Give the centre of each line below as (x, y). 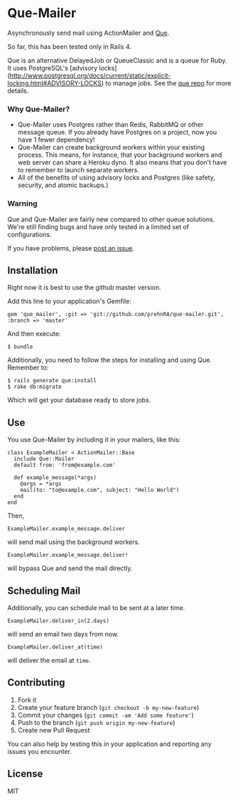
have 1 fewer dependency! (56, 140)
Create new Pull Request (54, 730)
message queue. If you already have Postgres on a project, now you (117, 132)
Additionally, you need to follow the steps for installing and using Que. (109, 360)
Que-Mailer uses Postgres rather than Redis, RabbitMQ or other (110, 125)
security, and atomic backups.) (63, 185)
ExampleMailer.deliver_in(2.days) (59, 621)
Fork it (27, 700)
